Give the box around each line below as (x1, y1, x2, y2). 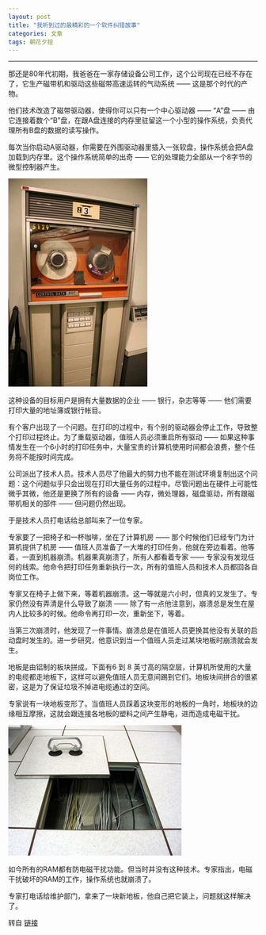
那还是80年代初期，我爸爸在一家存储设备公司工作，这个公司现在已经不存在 (8, 69, 253, 79)
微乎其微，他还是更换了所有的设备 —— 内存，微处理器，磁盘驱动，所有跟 (8, 489, 248, 499)
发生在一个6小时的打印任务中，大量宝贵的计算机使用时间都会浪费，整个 (14, 443, 249, 452)
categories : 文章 (8, 29, 63, 37)
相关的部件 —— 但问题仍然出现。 (21, 499, 131, 508)
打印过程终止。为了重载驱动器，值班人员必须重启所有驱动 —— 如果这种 (14, 432, 248, 442)
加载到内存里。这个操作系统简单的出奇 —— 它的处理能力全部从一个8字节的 (8, 152, 253, 162)
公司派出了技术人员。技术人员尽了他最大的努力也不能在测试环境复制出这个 (8, 469, 251, 479)
